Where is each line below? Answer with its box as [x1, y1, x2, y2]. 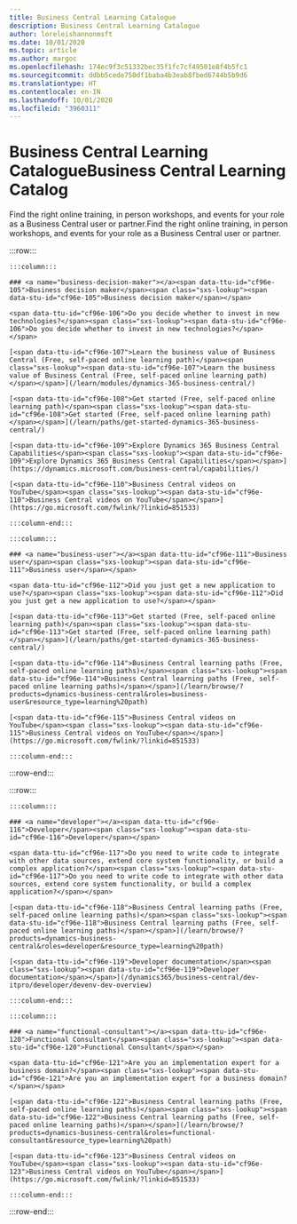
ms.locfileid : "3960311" [9, 104, 101, 113]
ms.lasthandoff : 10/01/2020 [9, 95, 113, 105]
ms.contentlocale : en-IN [9, 87, 101, 96]
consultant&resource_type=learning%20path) [9, 1136, 173, 1146]
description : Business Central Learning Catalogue [9, 21, 200, 30]
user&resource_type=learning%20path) [9, 698, 149, 707]
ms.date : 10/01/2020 [9, 37, 86, 47]
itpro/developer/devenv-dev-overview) [9, 981, 152, 990]
